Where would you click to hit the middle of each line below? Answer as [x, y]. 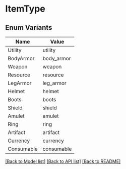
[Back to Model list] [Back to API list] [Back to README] [63, 161]
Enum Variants [29, 28]
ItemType [25, 9]
